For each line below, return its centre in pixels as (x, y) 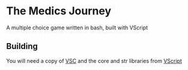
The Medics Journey (59, 11)
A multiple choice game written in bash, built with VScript (77, 28)
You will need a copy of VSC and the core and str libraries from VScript (94, 60)
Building (22, 46)
